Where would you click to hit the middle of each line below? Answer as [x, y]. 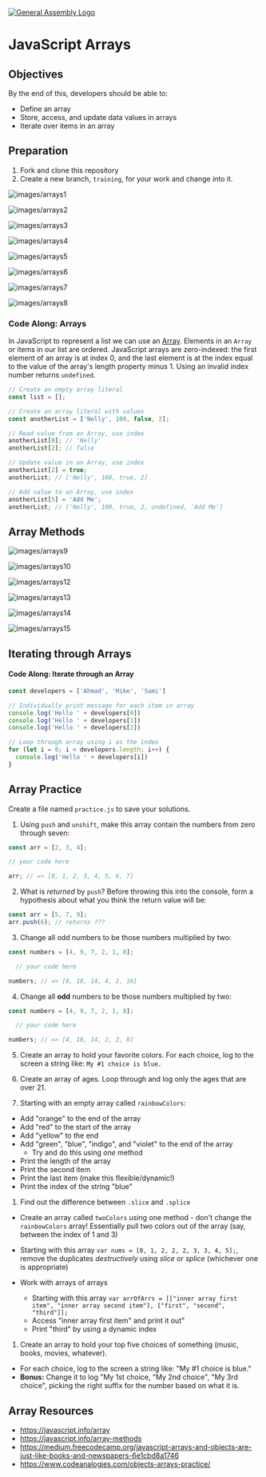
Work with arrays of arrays [64, 1283]
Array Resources [51, 1411]
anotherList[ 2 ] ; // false [51, 448]
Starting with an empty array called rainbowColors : [103, 1103]
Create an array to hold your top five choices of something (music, [129, 1345]
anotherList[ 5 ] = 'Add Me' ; [55, 499]
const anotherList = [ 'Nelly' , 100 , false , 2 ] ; [89, 419]
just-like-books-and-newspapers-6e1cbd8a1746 [99, 1455]
